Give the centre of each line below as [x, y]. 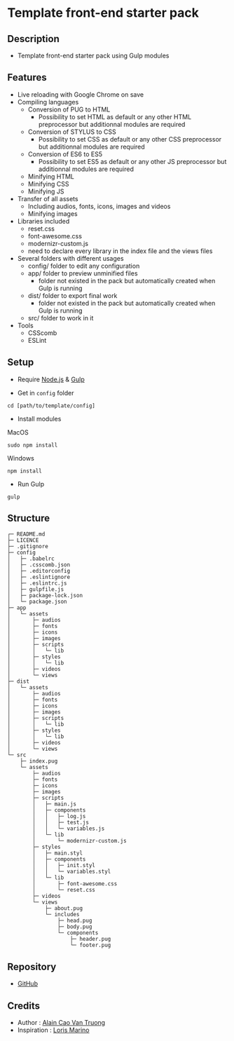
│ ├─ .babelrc [31, 559]
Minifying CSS [48, 184]
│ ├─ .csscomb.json [39, 565]
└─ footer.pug [90, 945]
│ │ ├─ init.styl [64, 866]
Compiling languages [48, 102]
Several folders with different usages [70, 258]
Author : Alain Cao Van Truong [61, 1023]
